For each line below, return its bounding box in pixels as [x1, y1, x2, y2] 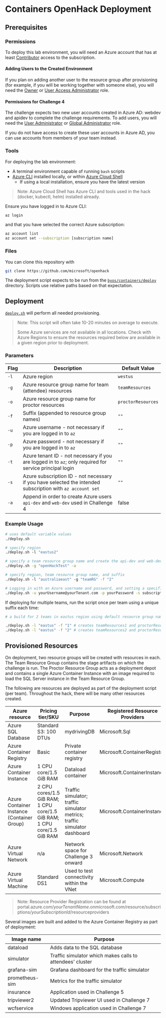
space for [65, 847, 87, 854]
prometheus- [7, 974, 39, 981]
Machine [7, 882, 28, 889]
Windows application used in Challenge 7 [50, 1005, 147, 1012]
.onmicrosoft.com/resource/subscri [88, 904, 161, 910]
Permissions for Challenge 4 [5, 98, 65, 104]
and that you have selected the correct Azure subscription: [5, 222, 125, 228]
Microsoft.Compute [99, 876, 145, 883]
